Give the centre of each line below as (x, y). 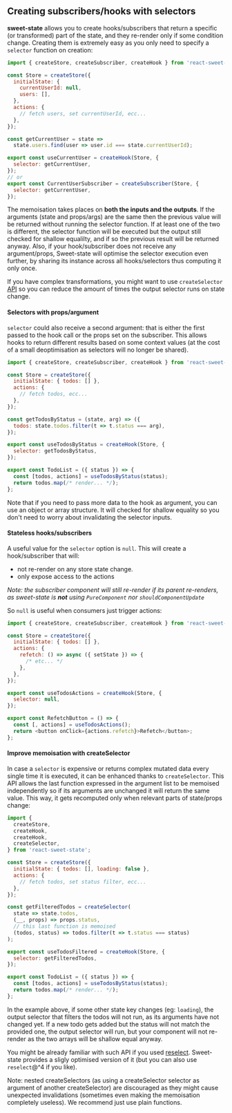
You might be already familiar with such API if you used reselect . (99, 1052)
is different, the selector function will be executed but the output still (104, 231)
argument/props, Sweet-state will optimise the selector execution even (108, 254)
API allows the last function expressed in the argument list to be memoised (113, 783)
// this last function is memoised (65, 926)
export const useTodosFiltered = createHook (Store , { (86, 952)
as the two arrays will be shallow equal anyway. (95, 1038)
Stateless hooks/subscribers (49, 533)
